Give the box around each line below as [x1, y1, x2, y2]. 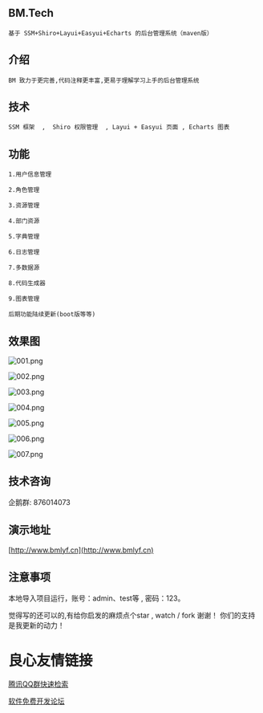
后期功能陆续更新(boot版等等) [8, 311, 96, 319]
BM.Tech [8, 6, 55, 20]
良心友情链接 [8, 651, 94, 670]
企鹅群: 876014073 [8, 497, 71, 507]
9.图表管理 [8, 295, 40, 304]
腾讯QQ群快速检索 [8, 679, 69, 689]
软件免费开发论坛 [8, 696, 65, 706]
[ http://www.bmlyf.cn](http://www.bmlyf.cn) [8, 545, 154, 555]
